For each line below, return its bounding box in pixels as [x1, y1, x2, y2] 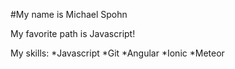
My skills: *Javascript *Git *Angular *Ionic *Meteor [10, 47, 225, 59]
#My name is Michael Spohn [10, 9, 128, 20]
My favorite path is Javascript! [10, 28, 136, 39]
